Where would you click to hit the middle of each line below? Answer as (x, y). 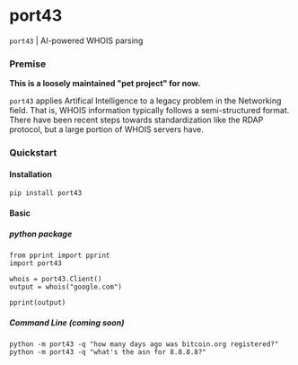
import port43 (36, 263)
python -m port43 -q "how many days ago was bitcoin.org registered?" (144, 344)
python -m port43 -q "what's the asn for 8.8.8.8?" (108, 352)
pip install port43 (46, 193)
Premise (28, 64)
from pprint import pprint (60, 255)
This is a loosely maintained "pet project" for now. (105, 84)
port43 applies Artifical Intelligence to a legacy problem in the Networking (145, 101)
